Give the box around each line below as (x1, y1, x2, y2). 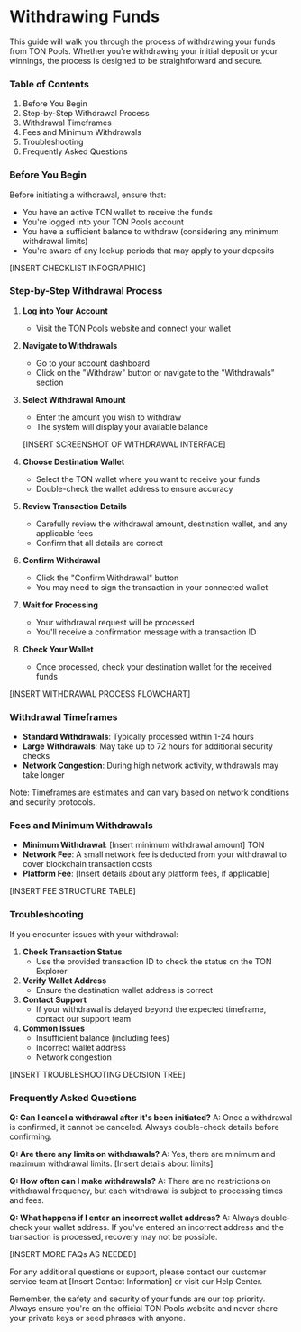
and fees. (9, 1195, 45, 1206)
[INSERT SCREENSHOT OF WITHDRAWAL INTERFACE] (22, 439, 226, 450)
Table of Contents (9, 78, 90, 90)
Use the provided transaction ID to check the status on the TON (35, 955, 272, 966)
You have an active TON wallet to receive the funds (22, 206, 214, 217)
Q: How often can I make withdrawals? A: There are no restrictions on (9, 1176, 271, 1187)
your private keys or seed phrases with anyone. (9, 1313, 187, 1324)
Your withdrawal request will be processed (35, 616, 195, 627)
